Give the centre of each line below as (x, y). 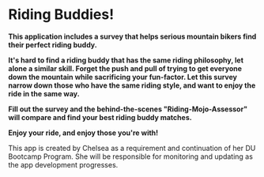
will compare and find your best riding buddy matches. (100, 117)
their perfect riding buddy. (53, 44)
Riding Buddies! (61, 15)
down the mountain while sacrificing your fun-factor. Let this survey (123, 77)
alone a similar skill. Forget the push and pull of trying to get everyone (125, 68)
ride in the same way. (44, 93)
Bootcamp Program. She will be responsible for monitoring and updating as (130, 156)
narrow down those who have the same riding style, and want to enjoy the (132, 85)
